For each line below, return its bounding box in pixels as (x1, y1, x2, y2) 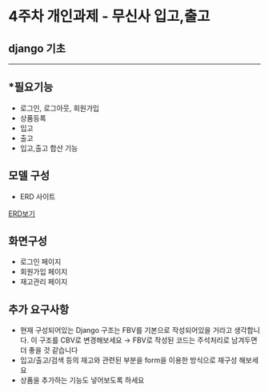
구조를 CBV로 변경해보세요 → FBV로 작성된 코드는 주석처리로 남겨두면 (38, 335, 258, 345)
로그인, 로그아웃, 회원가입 (19, 103, 100, 113)
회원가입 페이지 (19, 267, 68, 277)
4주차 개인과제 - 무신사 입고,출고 (8, 7, 211, 26)
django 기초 (8, 42, 66, 55)
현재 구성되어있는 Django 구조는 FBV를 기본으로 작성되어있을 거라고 (19, 326, 233, 335)
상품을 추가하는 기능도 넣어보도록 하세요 (19, 375, 145, 385)
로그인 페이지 (19, 257, 62, 266)
